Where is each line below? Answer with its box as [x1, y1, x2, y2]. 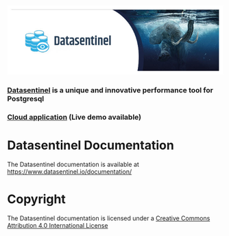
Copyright [7, 191, 67, 207]
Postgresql [7, 94, 45, 103]
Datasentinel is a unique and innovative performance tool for [7, 85, 214, 94]
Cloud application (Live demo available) [7, 112, 142, 122]
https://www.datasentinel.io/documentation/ [7, 167, 132, 176]
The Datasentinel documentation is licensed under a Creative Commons [7, 214, 210, 222]
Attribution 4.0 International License [7, 221, 108, 229]
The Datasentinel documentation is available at [7, 160, 139, 168]
